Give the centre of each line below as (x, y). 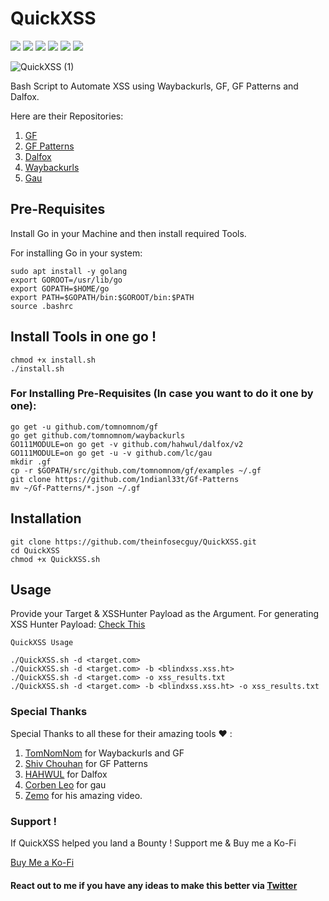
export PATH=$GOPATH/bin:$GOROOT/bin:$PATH (102, 297)
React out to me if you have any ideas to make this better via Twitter (154, 885)
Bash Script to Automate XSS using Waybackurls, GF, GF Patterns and (154, 86)
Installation (46, 518)
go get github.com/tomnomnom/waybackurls (98, 435)
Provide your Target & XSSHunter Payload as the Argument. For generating (165, 614)
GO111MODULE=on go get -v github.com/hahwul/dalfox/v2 (127, 444)
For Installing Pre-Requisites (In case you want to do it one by (162, 394)
